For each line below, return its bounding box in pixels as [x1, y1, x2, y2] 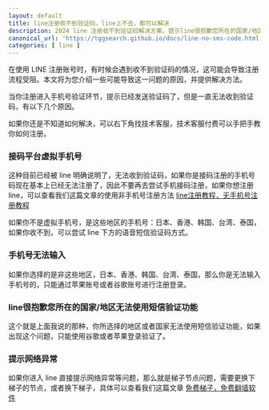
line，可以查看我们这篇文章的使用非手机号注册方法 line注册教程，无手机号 [8, 190, 251, 201]
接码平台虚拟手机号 [8, 151, 82, 162]
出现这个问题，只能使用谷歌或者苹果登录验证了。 [8, 331, 170, 341]
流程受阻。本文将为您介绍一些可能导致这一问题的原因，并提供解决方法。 [8, 75, 247, 84]
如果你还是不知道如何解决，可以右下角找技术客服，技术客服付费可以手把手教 [8, 119, 261, 128]
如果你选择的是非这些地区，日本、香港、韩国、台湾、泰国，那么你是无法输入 [8, 270, 261, 279]
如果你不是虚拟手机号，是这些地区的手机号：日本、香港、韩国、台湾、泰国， [8, 217, 261, 227]
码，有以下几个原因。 [8, 102, 78, 112]
